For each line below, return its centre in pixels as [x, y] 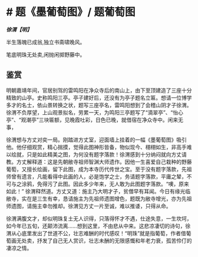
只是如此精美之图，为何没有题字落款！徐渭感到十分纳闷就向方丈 [104, 154]
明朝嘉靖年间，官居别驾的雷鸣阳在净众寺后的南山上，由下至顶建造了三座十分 [99, 90]
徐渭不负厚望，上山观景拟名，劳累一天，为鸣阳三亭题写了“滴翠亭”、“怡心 [95, 112]
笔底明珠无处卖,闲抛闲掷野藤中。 [46, 54]
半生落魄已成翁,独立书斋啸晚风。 [46, 42]
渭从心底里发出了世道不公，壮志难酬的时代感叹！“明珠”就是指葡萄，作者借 [96, 233]
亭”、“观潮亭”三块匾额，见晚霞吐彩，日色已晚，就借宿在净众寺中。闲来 [92, 120]
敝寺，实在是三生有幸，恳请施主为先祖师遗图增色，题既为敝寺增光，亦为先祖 [99, 199]
